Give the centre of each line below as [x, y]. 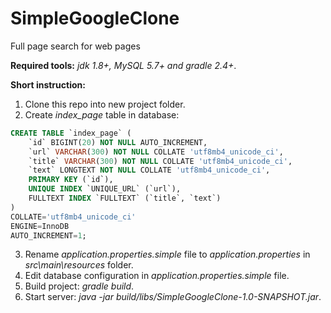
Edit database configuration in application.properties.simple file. [157, 276]
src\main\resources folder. [79, 265]
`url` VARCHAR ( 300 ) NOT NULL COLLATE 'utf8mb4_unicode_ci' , [156, 152]
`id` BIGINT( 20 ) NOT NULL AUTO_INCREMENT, [118, 142]
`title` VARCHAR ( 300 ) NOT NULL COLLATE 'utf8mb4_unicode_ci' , [160, 161]
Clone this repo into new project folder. [105, 104]
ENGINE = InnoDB [40, 226]
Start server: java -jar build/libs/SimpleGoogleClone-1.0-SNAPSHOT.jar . [173, 297]
